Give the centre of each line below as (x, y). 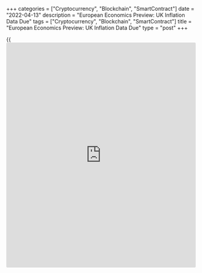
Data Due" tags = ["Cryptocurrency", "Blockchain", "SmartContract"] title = (99, 21)
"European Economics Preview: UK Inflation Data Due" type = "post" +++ (97, 28)
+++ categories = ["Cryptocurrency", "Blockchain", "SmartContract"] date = (100, 9)
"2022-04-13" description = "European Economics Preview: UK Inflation (96, 15)
